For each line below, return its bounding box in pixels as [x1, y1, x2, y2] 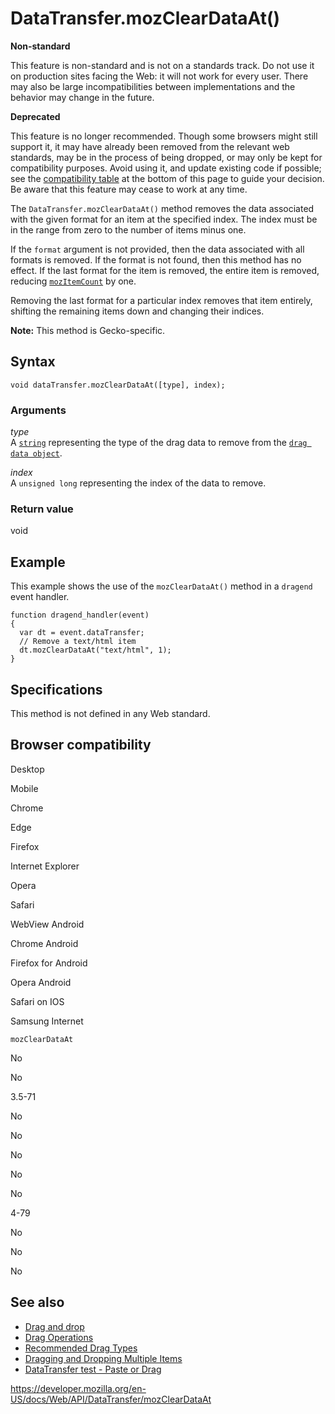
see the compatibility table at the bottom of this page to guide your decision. [10, 172, 325, 184]
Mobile [10, 782, 39, 794]
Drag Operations [24, 1331, 94, 1343]
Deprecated [10, 110, 61, 122]
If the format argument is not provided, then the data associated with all [10, 243, 305, 255]
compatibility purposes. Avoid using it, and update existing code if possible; [10, 162, 322, 174]
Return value [10, 502, 74, 516]
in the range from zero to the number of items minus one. [10, 223, 247, 236]
